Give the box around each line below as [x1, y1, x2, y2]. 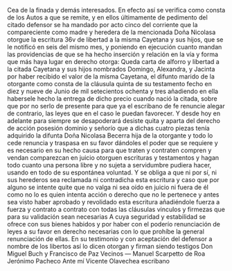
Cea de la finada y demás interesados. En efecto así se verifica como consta [7, 6, 226, 14]
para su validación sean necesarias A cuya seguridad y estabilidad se [7, 213, 206, 221]
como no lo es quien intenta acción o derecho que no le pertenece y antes [7, 190, 220, 199]
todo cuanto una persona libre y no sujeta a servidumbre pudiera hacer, [7, 161, 212, 169]
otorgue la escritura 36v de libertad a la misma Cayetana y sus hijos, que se [7, 35, 224, 44]
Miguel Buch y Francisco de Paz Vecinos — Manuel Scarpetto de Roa [7, 249, 206, 258]
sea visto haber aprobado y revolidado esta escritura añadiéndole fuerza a [7, 198, 220, 206]
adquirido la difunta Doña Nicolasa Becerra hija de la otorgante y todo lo [7, 131, 213, 140]
